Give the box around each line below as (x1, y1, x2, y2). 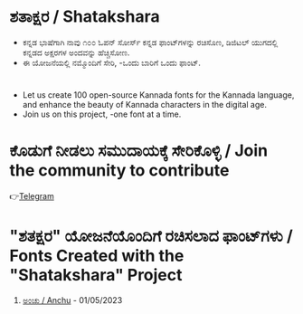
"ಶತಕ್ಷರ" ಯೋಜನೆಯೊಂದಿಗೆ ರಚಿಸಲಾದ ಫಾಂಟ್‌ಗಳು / (9, 226, 294, 246)
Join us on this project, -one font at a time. (22, 109, 182, 119)
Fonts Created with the (9, 246, 185, 266)
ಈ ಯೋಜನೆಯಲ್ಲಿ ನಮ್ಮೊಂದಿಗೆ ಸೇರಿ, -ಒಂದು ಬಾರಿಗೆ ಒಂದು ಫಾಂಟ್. (22, 57, 202, 68)
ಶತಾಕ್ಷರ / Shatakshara (9, 6, 160, 27)
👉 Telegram (9, 191, 54, 202)
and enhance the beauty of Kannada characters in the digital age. (22, 100, 268, 110)
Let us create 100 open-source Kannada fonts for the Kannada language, (22, 90, 295, 100)
